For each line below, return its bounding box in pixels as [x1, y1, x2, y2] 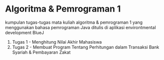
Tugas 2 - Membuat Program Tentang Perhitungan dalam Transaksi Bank [12, 44, 160, 50]
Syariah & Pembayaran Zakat [12, 49, 71, 55]
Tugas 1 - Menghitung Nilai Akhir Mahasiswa [12, 39, 102, 45]
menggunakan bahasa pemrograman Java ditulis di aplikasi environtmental [5, 24, 156, 30]
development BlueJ [5, 30, 44, 35]
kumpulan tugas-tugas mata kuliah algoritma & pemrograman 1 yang [5, 19, 143, 25]
